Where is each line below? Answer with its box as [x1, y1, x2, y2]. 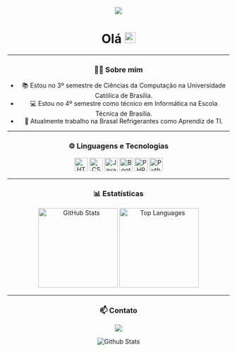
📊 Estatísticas [93, 189, 144, 199]
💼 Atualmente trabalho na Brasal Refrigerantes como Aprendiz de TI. [24, 117, 224, 126]
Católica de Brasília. [95, 92, 153, 100]
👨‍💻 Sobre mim [94, 64, 143, 74]
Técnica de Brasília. [95, 109, 152, 118]
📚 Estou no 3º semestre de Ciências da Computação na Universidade [21, 81, 226, 90]
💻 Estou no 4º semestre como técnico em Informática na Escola [30, 99, 218, 108]
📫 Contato [99, 305, 138, 315]
